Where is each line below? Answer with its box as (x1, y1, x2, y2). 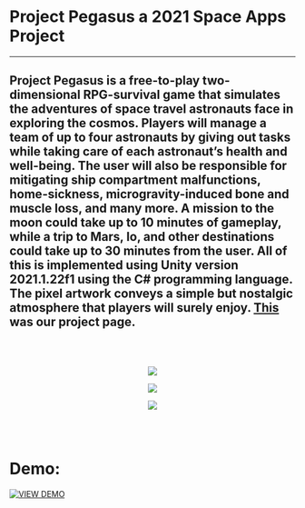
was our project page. (9, 314, 136, 330)
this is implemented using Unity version (9, 257, 239, 274)
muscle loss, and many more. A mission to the (9, 201, 275, 216)
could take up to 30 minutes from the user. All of (9, 244, 288, 259)
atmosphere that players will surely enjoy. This (9, 300, 280, 315)
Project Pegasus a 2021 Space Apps (9, 6, 287, 27)
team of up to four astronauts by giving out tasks (9, 130, 291, 145)
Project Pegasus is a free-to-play (9, 73, 201, 88)
